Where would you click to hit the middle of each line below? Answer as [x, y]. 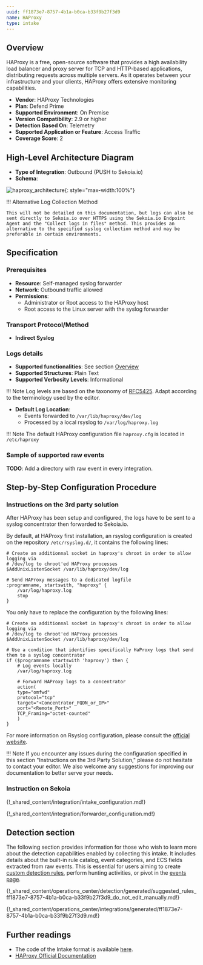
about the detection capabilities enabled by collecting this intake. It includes [101, 854]
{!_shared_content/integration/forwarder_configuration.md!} [81, 814]
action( [27, 687]
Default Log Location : [43, 410]
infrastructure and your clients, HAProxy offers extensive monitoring [92, 82]
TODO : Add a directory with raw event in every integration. [80, 468]
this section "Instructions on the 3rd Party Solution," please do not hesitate [99, 760]
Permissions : [32, 296]
